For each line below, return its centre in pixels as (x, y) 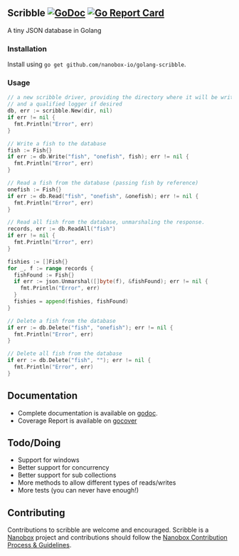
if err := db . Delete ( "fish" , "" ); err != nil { (79, 361)
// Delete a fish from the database (62, 321)
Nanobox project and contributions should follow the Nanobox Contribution (117, 537)
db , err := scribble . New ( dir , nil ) (60, 111)
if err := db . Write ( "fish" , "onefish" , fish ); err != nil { (99, 157)
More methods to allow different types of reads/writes (97, 483)
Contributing (36, 513)
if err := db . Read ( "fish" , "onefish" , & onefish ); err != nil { (103, 196)
